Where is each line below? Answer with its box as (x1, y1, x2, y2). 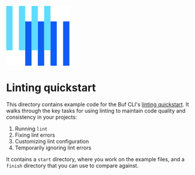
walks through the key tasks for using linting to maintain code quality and (6, 107, 186, 114)
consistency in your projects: (6, 113, 78, 121)
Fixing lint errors (14, 131, 55, 139)
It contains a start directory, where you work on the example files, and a (6, 155, 185, 162)
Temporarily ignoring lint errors (14, 144, 91, 151)
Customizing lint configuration (14, 137, 89, 145)
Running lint (14, 125, 48, 132)
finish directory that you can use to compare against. (6, 162, 139, 169)
